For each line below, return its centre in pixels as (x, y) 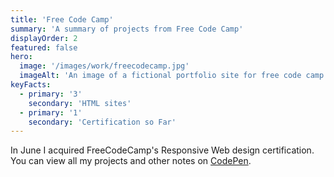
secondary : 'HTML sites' (80, 103)
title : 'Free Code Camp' (62, 19)
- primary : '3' (51, 94)
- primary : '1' (51, 112)
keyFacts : (31, 85)
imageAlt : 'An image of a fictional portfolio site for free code (160, 76)
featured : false (44, 47)
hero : (21, 57)
